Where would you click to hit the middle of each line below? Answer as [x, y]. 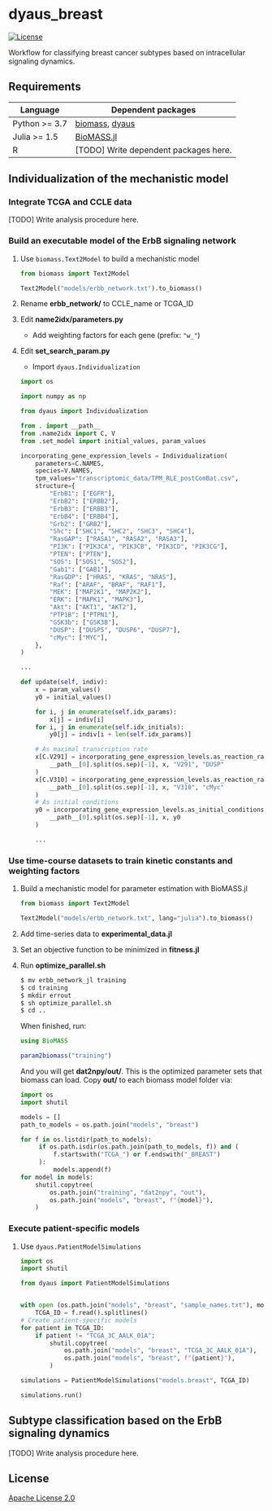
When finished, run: [53, 1026]
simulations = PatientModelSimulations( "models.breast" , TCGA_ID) [135, 1381]
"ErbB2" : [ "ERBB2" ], [84, 501]
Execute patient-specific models [74, 1228]
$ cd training [44, 988]
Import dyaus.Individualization [86, 367]
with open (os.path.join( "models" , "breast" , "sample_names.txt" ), [137, 1305]
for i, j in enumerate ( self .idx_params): [106, 712]
